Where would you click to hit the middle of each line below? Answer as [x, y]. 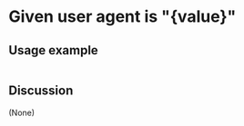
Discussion [41, 91]
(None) [22, 112]
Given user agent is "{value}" [122, 17]
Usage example [54, 50]
